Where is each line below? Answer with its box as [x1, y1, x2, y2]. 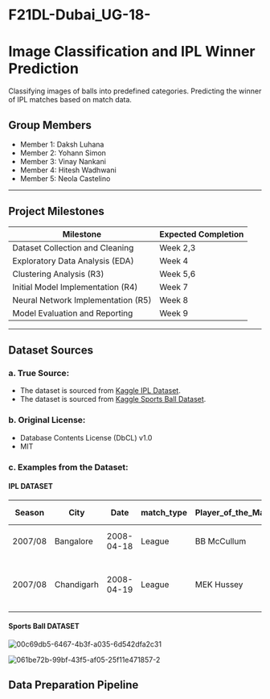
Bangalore [55, 536, 94, 547]
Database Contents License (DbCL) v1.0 [19, 432, 153, 442]
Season [14, 507, 45, 518]
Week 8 [159, 294, 189, 305]
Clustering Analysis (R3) [12, 268, 104, 279]
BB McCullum [194, 536, 247, 547]
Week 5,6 [159, 268, 196, 279]
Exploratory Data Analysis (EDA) [12, 255, 134, 267]
